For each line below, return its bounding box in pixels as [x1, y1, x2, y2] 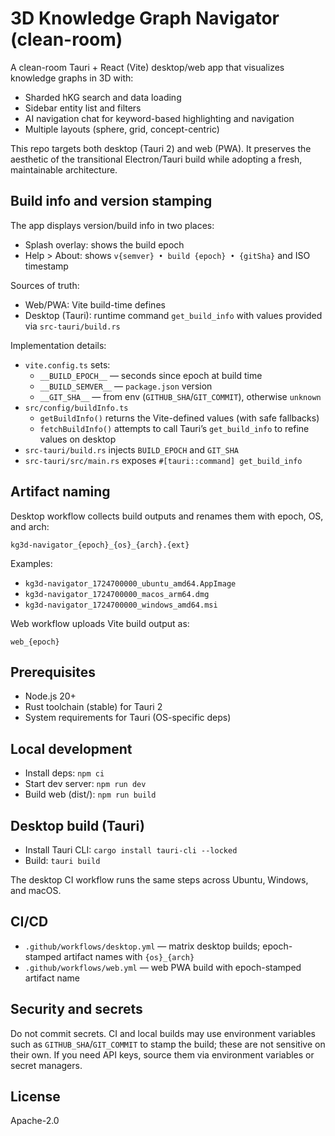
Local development [10, 740, 133, 757]
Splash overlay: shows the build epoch [24, 238, 185, 251]
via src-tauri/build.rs [24, 320, 121, 332]
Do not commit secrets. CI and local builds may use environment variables [10, 1027, 316, 1039]
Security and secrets [10, 1001, 143, 1018]
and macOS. [10, 885, 62, 896]
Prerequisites [10, 663, 96, 681]
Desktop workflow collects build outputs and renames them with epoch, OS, [10, 510, 324, 522]
